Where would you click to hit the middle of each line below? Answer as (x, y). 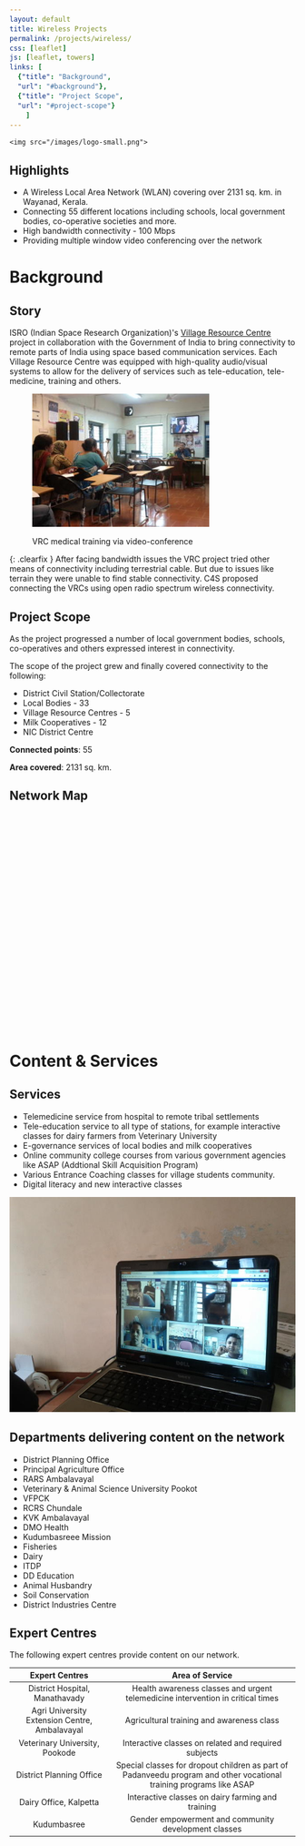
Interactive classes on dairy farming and (202, 1797)
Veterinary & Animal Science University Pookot (110, 1488)
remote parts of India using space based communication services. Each (143, 352)
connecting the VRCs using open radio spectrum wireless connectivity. (142, 588)
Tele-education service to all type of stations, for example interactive (152, 1126)
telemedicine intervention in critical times (202, 1699)
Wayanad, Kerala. (55, 202)
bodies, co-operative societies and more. (99, 221)
